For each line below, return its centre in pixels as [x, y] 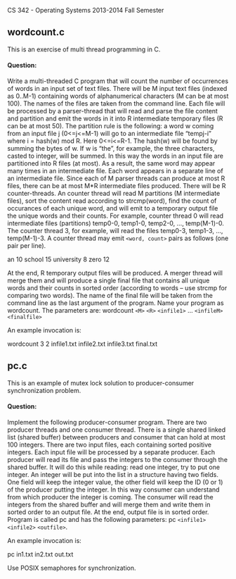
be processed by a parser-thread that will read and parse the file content [112, 111]
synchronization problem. [44, 390]
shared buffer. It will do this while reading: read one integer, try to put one [113, 467]
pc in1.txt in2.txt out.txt [40, 554]
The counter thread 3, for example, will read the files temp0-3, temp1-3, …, [115, 231]
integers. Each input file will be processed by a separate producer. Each [111, 452]
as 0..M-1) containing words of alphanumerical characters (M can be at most [118, 96]
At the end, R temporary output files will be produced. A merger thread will [115, 273]
